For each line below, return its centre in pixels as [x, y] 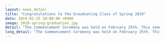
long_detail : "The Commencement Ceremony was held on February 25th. [78, 32]
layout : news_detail [26, 9]
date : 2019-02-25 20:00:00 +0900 [39, 18]
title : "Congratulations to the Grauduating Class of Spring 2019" [76, 14]
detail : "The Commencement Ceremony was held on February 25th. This [78, 28]
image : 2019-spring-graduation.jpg [41, 23]
